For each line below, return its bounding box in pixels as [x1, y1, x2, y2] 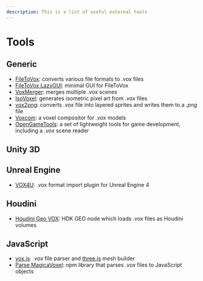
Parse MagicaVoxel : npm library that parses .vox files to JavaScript [15, 262, 182, 269]
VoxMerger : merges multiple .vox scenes [15, 88, 118, 95]
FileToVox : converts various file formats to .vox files [15, 75, 144, 83]
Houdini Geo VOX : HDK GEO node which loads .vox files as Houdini [15, 215, 184, 222]
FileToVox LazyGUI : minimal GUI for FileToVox [15, 81, 129, 89]
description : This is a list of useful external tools [6, 8, 148, 15]
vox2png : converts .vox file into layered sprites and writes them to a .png [15, 101, 198, 108]
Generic [6, 59, 38, 70]
